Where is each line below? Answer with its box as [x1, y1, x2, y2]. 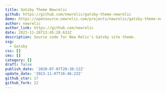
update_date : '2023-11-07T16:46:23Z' [5, 71, 83, 76]
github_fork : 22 [5, 80, 39, 85]
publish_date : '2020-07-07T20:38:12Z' [5, 67, 85, 72]
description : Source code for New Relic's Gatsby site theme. [5, 35, 136, 40]
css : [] [5, 48, 21, 53]
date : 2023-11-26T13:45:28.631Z [5, 30, 72, 35]
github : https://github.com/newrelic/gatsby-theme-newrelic [5, 12, 132, 17]
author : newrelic [5, 21, 41, 26]
